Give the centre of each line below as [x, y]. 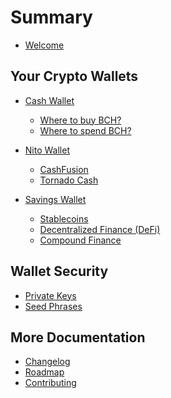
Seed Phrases [53, 306]
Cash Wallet [49, 100]
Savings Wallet [55, 199]
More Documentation [78, 337]
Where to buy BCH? [80, 120]
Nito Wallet [47, 150]
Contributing [50, 383]
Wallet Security [59, 271]
